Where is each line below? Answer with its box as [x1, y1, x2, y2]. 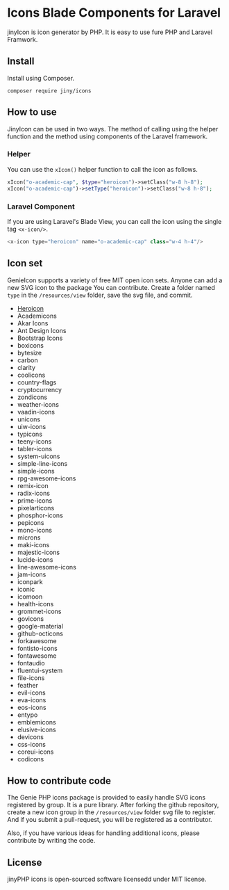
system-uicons [17, 452, 60, 460]
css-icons [17, 740, 46, 748]
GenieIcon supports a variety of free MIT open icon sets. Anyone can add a [7, 276, 223, 284]
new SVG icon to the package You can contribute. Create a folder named [7, 283, 215, 291]
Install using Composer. [7, 74, 75, 82]
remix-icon [17, 481, 49, 489]
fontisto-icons [17, 644, 58, 652]
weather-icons [17, 400, 59, 408]
